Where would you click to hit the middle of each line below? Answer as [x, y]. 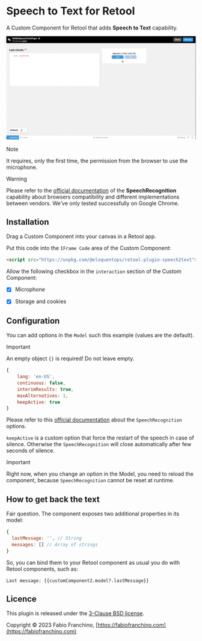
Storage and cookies [41, 301]
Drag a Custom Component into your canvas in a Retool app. [81, 236]
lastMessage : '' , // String [47, 538]
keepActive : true [39, 402]
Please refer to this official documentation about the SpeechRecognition [94, 420]
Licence [22, 599]
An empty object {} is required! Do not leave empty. [70, 358]
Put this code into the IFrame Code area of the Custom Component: [89, 248]
